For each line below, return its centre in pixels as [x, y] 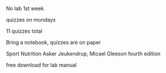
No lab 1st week [25, 8]
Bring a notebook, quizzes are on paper [54, 42]
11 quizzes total [24, 31]
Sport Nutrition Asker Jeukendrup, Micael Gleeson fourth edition [83, 54]
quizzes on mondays [31, 20]
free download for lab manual [41, 65]
